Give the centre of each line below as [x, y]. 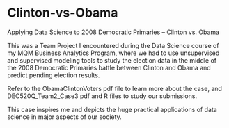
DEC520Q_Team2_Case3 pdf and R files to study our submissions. [102, 96]
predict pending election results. [54, 75]
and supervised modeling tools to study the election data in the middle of [112, 60]
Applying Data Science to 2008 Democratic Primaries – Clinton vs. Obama [113, 32]
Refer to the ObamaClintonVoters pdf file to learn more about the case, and [115, 88]
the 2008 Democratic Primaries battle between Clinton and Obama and [109, 67]
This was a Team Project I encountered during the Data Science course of [113, 45]
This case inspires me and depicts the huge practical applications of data [112, 109]
